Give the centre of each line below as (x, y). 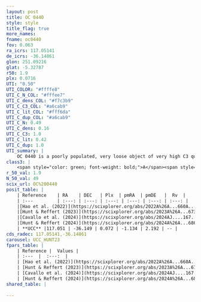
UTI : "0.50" (21, 84)
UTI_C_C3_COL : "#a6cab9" (37, 106)
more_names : (21, 34)
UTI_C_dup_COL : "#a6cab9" (38, 117)
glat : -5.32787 (25, 67)
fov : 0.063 (20, 45)
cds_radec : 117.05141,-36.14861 (46, 234)
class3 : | (19, 162)
